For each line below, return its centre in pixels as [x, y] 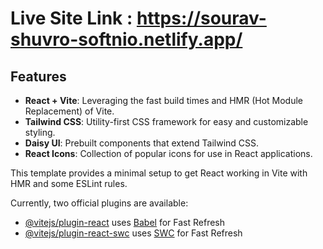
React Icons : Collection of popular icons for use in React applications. [168, 153]
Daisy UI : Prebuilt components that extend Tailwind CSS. [142, 143]
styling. [40, 132]
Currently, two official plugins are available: [99, 203]
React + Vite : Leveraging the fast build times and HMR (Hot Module [163, 100]
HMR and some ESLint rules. [69, 183]
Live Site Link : [71, 18]
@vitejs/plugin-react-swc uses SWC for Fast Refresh [133, 233]
